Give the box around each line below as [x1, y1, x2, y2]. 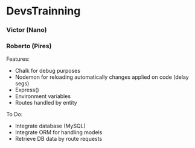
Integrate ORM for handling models [14, 129, 103, 136]
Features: [6, 55, 30, 63]
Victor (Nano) [6, 26, 47, 34]
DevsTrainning [6, 4, 81, 18]
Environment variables [14, 93, 71, 100]
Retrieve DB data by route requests [14, 135, 103, 143]
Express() [14, 86, 39, 94]
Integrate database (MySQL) [14, 122, 86, 130]
